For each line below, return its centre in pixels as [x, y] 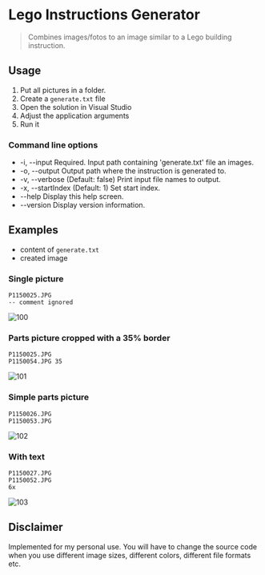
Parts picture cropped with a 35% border [89, 338]
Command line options [53, 144]
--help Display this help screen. [72, 196]
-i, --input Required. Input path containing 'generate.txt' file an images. [137, 163]
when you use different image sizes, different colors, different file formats [130, 555]
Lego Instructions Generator [104, 15]
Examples [33, 230]
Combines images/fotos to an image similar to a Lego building [130, 37]
